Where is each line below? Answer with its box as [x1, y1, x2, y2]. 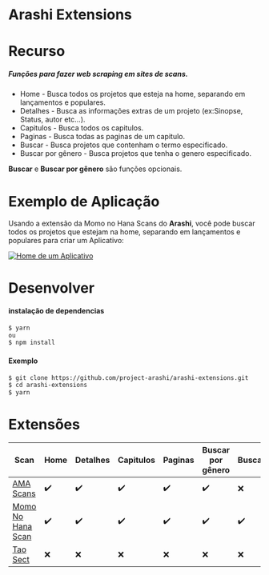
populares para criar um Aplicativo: [8, 236, 124, 246]
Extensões [8, 416, 80, 433]
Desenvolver [8, 279, 94, 297]
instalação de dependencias [8, 306, 105, 316]
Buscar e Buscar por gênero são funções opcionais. [8, 164, 183, 174]
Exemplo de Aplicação [8, 192, 160, 210]
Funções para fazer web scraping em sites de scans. [8, 69, 188, 78]
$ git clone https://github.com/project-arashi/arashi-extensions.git [8, 373, 249, 381]
